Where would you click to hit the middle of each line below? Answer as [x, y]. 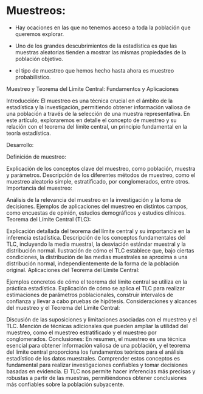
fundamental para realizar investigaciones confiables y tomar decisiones [97, 365]
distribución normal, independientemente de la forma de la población [93, 263]
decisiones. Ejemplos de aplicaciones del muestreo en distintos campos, [97, 206]
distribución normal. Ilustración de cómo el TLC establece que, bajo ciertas [100, 250]
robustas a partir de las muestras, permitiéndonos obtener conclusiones [97, 378]
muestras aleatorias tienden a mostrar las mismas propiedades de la [101, 52]
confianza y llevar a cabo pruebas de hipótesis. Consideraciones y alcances [102, 301]
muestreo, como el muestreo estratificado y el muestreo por [81, 332]
